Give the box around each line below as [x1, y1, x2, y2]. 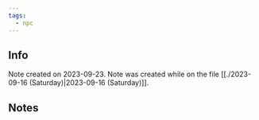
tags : [8, 11, 26, 20]
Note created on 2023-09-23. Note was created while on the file [8, 69, 220, 79]
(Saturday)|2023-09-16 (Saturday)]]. [29, 78, 149, 87]
